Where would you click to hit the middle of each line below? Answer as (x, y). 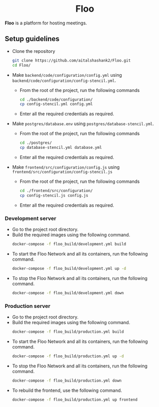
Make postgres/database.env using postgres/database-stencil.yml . (83, 124)
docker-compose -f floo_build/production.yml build (68, 332)
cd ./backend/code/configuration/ (56, 100)
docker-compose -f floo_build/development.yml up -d (69, 268)
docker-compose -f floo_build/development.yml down (68, 293)
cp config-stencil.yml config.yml (56, 104)
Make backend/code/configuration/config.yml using (67, 75)
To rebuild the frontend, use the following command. (67, 390)
